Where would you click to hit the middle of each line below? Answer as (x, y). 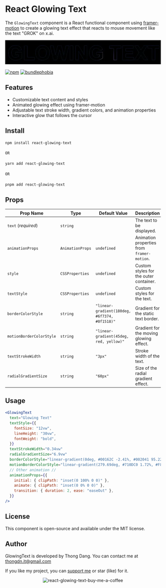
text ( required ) (22, 226)
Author (16, 544)
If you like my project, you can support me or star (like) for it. (67, 571)
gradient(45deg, (112, 336)
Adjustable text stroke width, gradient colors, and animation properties (84, 110)
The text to (146, 220)
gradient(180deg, (113, 311)
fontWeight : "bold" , (35, 439)
